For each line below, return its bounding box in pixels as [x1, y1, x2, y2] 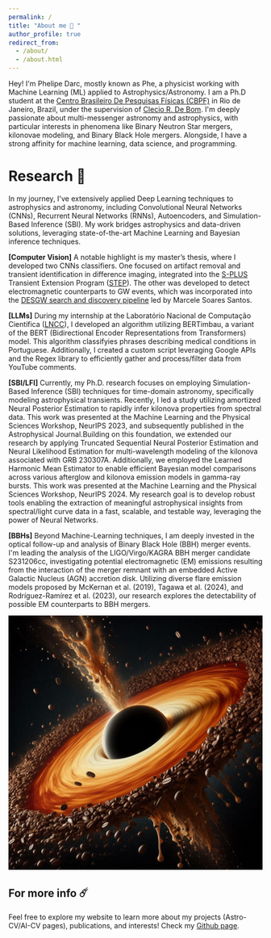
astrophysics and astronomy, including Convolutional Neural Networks [8, 202, 243, 211]
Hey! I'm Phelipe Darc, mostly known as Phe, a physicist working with [8, 79, 240, 88]
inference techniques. [8, 237, 81, 246]
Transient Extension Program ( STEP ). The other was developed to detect [8, 278, 250, 287]
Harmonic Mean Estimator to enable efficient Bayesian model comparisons [8, 463, 256, 473]
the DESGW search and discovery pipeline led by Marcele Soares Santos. [8, 295, 252, 304]
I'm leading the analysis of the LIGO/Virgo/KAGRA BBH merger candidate [8, 547, 251, 557]
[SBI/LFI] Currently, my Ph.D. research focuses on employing [8, 378, 211, 387]
